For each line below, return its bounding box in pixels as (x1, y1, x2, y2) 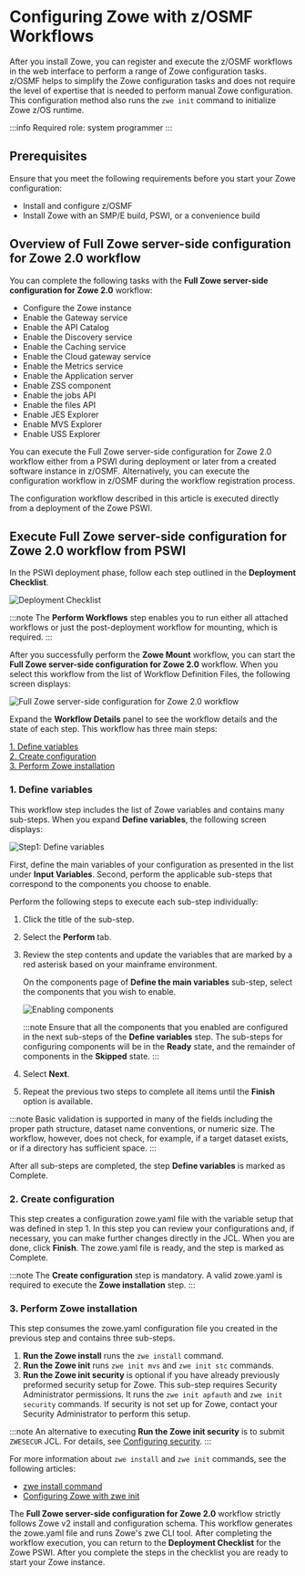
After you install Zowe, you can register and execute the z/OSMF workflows (9, 56, 293, 67)
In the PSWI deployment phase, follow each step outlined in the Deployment (9, 568, 297, 579)
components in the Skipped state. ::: (22, 1050, 159, 1061)
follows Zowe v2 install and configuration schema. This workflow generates (9, 1518, 293, 1529)
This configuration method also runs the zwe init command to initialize (9, 94, 277, 106)
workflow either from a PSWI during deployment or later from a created (9, 455, 277, 466)
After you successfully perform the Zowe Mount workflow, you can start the (9, 650, 296, 661)
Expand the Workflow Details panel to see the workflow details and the (9, 714, 278, 725)
